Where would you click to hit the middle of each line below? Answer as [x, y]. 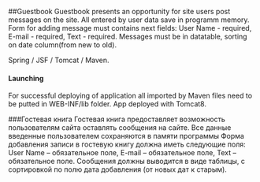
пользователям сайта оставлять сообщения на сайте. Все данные [120, 128]
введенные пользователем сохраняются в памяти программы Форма [126, 136]
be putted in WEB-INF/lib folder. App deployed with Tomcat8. [108, 104]
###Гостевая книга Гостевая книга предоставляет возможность [117, 119]
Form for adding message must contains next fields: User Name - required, [130, 28]
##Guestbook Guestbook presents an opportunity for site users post [119, 11]
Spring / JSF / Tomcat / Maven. [59, 60]
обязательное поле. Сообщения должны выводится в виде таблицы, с [127, 162]
